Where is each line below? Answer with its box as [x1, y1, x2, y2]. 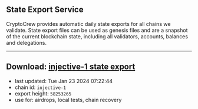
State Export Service [6, 5, 84, 15]
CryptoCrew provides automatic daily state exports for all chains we [6, 20, 171, 27]
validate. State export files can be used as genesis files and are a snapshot [6, 27, 188, 34]
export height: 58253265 [14, 90, 72, 97]
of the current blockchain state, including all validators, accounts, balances [6, 32, 189, 40]
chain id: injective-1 [14, 84, 67, 91]
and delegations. [6, 39, 47, 46]
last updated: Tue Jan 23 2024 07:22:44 [14, 77, 113, 84]
